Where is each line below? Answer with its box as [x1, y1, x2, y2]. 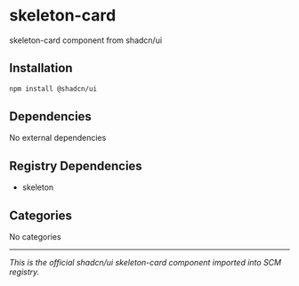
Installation [9, 61, 73, 76]
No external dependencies [9, 133, 107, 143]
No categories [9, 232, 61, 242]
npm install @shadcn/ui [9, 84, 98, 94]
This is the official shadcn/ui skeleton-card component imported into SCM [9, 257, 282, 268]
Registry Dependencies [9, 158, 142, 174]
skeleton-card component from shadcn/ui [9, 35, 163, 45]
